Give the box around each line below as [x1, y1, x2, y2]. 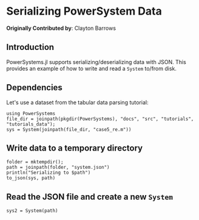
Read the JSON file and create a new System [6, 191, 174, 202]
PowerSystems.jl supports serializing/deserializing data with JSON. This [6, 58, 186, 65]
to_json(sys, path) [6, 175, 56, 181]
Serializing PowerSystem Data [6, 4, 162, 18]
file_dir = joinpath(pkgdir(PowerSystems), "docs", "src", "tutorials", [6, 116, 194, 122]
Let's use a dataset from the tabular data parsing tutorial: [6, 99, 149, 106]
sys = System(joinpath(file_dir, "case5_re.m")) [6, 126, 132, 132]
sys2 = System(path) [6, 208, 59, 214]
